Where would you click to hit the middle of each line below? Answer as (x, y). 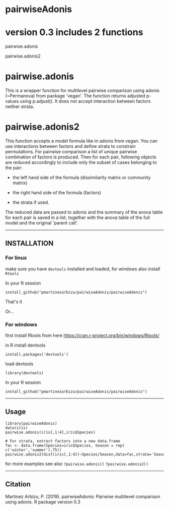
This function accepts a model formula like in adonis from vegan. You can (81, 141)
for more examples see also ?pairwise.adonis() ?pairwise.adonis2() (77, 464)
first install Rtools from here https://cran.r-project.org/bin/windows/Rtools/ (82, 335)
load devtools (19, 364)
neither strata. (20, 106)
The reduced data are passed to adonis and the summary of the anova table (84, 212)
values (12, 101)
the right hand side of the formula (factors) (57, 192)
